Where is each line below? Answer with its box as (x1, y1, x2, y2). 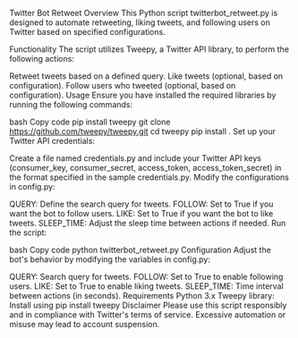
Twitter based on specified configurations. (9, 27, 166, 37)
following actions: (9, 54, 74, 63)
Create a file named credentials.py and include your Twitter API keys (9, 153, 262, 164)
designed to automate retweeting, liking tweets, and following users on (9, 17, 271, 28)
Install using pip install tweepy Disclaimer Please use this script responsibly (9, 300, 287, 310)
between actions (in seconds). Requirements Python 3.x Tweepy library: (9, 291, 276, 300)
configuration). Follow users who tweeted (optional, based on (9, 80, 236, 90)
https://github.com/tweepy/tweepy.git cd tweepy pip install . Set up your (9, 126, 276, 137)
